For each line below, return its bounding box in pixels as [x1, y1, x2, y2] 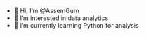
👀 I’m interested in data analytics [13, 14, 109, 22]
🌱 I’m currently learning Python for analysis [13, 21, 139, 29]
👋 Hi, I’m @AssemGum [13, 7, 79, 15]
